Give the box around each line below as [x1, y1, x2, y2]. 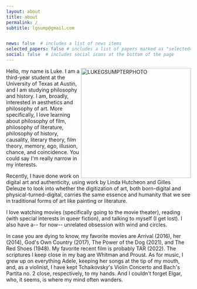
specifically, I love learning [6, 111, 70, 118]
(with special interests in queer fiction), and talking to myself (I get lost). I [6, 215, 183, 222]
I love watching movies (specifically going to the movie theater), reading [6, 209, 181, 216]
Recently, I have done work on [6, 172, 79, 179]
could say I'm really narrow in [6, 155, 77, 162]
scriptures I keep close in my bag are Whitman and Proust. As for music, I [6, 251, 184, 258]
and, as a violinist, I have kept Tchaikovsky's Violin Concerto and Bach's [6, 263, 181, 270]
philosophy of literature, [6, 124, 64, 131]
